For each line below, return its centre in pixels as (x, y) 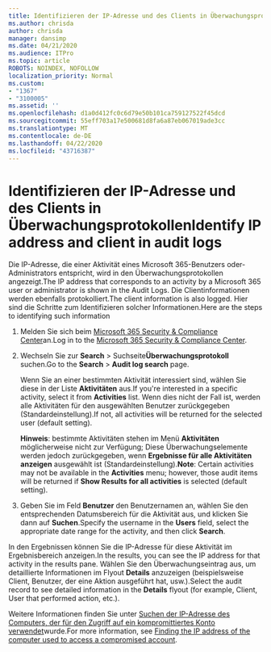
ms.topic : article (39, 61)
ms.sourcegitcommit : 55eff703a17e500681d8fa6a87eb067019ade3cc (117, 121)
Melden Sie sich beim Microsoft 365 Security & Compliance (119, 332)
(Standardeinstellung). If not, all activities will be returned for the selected (141, 414)
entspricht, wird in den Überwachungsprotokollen (141, 273)
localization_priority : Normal (61, 76)
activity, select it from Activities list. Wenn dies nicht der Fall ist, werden (140, 397)
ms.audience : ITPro (41, 53)
